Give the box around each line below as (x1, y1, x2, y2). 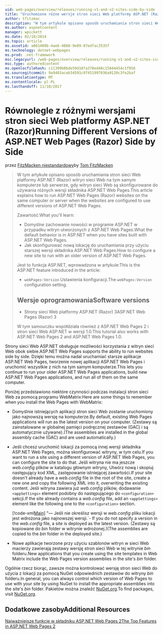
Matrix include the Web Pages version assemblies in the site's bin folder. (12, 556, 157, 562)
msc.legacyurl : (5, 57, 36, 62)
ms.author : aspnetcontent (5, 25, 57, 30)
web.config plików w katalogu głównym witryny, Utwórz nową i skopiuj (12, 465, 154, 471)
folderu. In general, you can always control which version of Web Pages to (5, 576, 153, 581)
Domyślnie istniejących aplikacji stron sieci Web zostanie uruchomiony (12, 409, 153, 415)
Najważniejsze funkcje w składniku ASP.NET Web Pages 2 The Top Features (5, 618, 157, 624)
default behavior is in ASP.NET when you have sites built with (24, 232, 147, 238)
